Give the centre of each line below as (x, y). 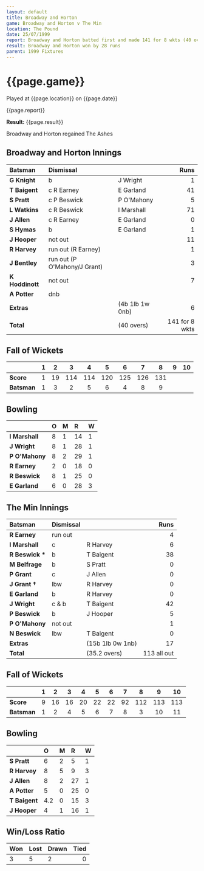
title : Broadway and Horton (42, 18)
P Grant (21, 574)
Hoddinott (24, 284)
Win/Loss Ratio (36, 832)
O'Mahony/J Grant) (76, 267)
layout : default (27, 12)
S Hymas (23, 230)
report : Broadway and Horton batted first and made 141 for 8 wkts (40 (99, 40)
